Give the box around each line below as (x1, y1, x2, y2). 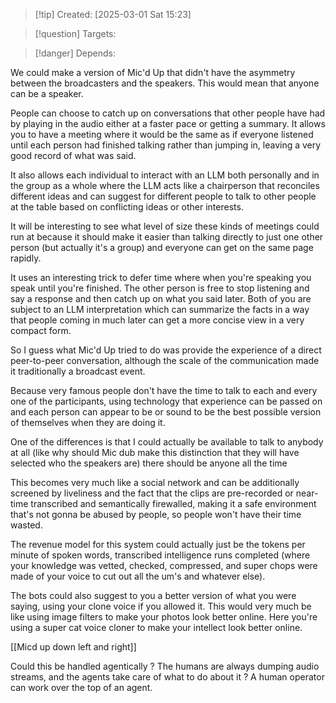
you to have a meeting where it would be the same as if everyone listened (10, 129, 314, 140)
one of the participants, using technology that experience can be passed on (10, 395, 323, 407)
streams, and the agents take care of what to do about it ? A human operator (10, 671, 325, 683)
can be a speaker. (10, 88, 84, 99)
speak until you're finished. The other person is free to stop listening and (10, 282, 310, 294)
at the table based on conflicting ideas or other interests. (10, 201, 244, 213)
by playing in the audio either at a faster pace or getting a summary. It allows (10, 118, 326, 129)
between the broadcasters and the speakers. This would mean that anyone (10, 77, 320, 89)
